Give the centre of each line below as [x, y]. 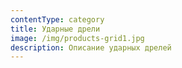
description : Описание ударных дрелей [91, 47]
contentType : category [57, 19]
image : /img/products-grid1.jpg [77, 38]
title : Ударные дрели [55, 29]
